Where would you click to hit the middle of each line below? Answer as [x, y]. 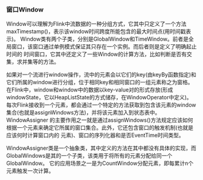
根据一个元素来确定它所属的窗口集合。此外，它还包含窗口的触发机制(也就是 [100, 128]
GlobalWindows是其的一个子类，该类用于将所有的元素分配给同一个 [89, 156]
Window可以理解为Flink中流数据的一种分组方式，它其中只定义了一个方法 [96, 24]
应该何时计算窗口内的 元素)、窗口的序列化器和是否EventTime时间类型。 [95, 135]
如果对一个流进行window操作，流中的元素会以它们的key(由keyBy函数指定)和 [101, 75]
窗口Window [25, 9]
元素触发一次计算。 [30, 171]
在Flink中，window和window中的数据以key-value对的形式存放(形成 [90, 90]
